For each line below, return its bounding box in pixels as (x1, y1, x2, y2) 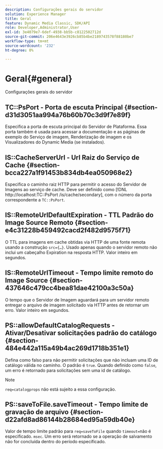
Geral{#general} (5, 73, 72, 84)
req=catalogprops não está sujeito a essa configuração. (5, 386, 116, 392)
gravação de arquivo (5, 408, 69, 416)
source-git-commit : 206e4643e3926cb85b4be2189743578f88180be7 (5, 35, 134, 39)
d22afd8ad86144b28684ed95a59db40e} (5, 415, 135, 424)
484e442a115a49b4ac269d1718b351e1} (5, 344, 130, 353)
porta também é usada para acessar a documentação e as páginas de (5, 129, 145, 135)
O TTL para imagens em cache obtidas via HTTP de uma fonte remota (5, 239, 146, 245)
